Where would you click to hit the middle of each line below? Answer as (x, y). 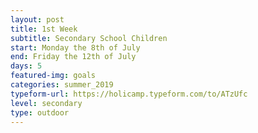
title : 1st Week (44, 29)
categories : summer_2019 (62, 85)
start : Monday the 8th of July (75, 47)
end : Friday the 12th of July (73, 57)
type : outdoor (40, 112)
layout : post (37, 19)
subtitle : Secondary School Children (89, 38)
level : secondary (46, 103)
